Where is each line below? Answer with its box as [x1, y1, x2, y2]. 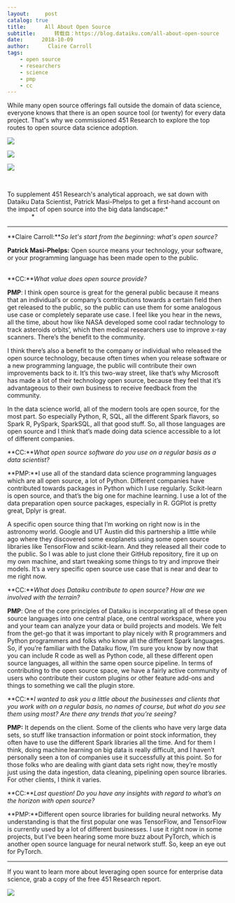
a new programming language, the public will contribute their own [7, 362, 197, 370]
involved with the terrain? [7, 593, 80, 602]
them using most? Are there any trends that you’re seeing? [7, 709, 177, 719]
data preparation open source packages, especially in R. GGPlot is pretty [7, 499, 217, 508]
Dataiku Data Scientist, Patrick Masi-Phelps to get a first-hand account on [7, 198, 220, 206]
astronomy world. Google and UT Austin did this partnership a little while [7, 527, 217, 536]
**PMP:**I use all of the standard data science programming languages [7, 469, 217, 477]
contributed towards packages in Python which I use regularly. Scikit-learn [7, 484, 222, 493]
